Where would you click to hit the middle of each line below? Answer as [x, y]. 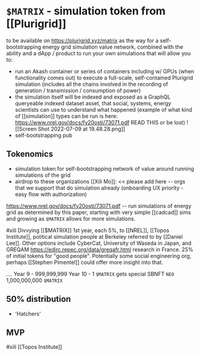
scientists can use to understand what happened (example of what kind [103, 109]
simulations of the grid [43, 175]
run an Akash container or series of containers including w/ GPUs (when [105, 71]
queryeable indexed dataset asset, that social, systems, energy [93, 103]
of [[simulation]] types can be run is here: [66, 116]
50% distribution [38, 299]
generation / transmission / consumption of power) [78, 90]
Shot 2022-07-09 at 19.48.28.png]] [82, 129]
